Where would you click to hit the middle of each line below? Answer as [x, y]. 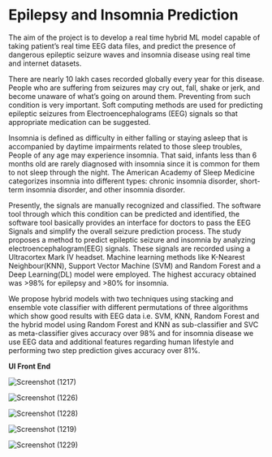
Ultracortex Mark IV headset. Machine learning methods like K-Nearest [127, 257]
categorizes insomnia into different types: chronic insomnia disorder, [123, 181]
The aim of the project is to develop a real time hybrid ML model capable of [134, 37]
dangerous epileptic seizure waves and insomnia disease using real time [130, 54]
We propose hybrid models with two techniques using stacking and [121, 299]
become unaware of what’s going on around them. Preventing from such [130, 96]
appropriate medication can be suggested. [80, 122]
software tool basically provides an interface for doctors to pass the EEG [130, 222]
